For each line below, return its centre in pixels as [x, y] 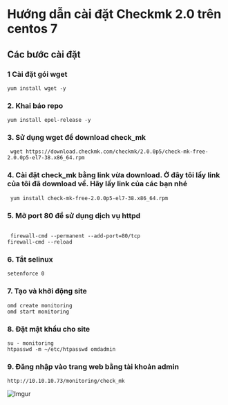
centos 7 [32, 29]
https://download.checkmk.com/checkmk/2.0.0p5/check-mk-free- [117, 152]
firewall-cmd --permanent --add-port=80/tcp [75, 236]
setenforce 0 [26, 274]
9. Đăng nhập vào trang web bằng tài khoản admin [93, 366]
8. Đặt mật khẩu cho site [49, 329]
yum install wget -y [37, 88]
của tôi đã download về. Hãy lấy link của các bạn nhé [97, 184]
